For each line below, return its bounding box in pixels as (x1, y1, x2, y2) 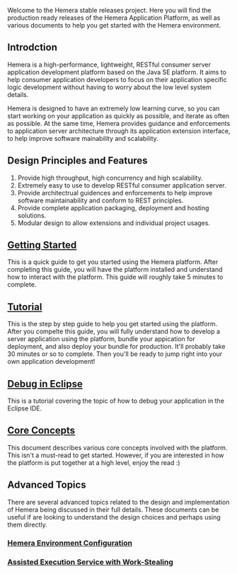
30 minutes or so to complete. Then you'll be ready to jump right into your (7, 350, 223, 358)
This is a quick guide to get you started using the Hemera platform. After (7, 258, 219, 266)
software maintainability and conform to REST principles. (17, 196, 184, 205)
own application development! (7, 357, 96, 366)
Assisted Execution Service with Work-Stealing (7, 557, 173, 567)
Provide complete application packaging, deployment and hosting (17, 203, 209, 212)
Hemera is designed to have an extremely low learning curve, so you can (7, 104, 220, 113)
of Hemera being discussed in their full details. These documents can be (7, 505, 219, 514)
